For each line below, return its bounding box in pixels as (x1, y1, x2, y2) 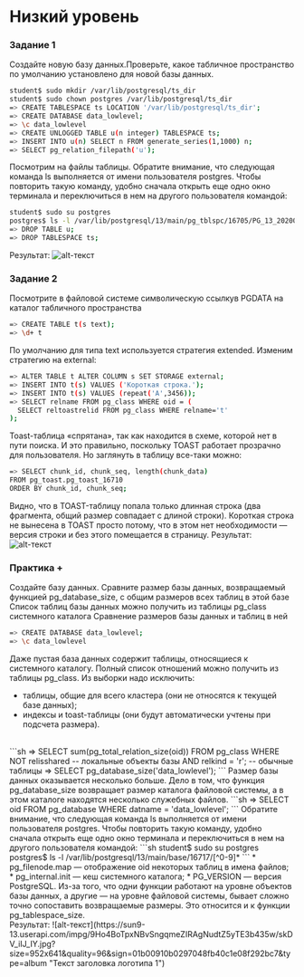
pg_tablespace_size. (9, 909, 86, 920)
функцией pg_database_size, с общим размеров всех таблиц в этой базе (9, 591, 290, 603)
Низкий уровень (9, 6, 140, 27)
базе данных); (22, 699, 78, 710)
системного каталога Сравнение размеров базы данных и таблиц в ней (9, 611, 288, 622)
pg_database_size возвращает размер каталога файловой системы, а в (9, 784, 284, 795)
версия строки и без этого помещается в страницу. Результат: (9, 529, 252, 540)
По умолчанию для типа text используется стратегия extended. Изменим (9, 345, 294, 356)
